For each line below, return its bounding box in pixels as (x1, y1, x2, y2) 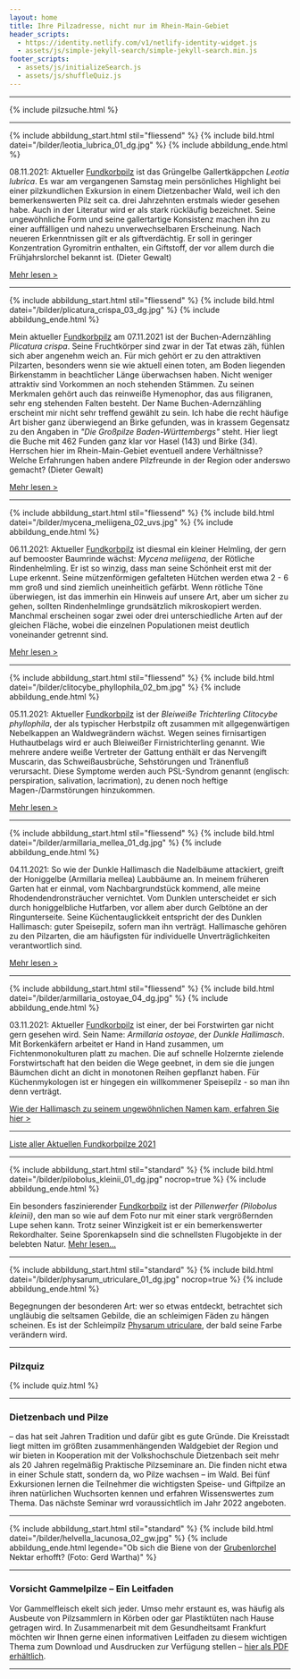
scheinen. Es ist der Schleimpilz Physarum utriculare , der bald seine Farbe (9, 1319, 283, 1330)
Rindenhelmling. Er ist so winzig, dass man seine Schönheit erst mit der (9, 563, 272, 573)
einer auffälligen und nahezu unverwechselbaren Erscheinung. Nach (9, 223, 262, 233)
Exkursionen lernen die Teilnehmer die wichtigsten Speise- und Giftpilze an (9, 1479, 286, 1489)
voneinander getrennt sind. (9, 629, 109, 640)
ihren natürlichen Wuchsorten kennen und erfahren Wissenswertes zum (9, 1488, 274, 1499)
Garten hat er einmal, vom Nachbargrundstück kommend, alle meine (9, 883, 261, 894)
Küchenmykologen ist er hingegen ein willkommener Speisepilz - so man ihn (9, 1076, 290, 1087)
